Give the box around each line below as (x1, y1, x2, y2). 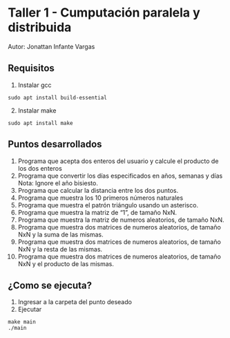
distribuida (8, 19, 72, 35)
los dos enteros (17, 164, 63, 172)
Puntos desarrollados (8, 138, 102, 150)
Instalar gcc (17, 81, 52, 89)
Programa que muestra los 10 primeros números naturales (17, 194, 184, 202)
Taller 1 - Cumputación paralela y (8, 5, 200, 21)
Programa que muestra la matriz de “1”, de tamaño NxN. (17, 208, 177, 216)
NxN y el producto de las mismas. (17, 259, 115, 267)
